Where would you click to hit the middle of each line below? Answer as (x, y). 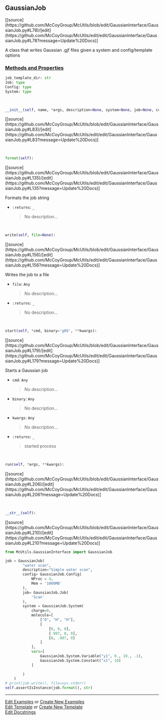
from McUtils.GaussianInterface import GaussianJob (59, 552)
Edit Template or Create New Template (44, 707)
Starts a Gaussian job (26, 370)
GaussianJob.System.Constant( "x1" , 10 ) (80, 660)
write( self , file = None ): (30, 235)
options (13, 55)
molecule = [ (42, 615)
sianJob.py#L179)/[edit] (29, 350)
